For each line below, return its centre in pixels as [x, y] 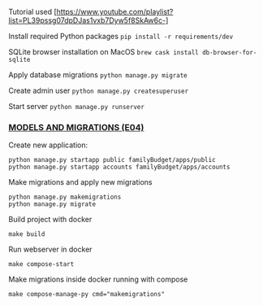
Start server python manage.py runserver [76, 106]
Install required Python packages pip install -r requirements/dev [121, 36]
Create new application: [48, 145]
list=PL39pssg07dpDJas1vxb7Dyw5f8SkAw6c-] [88, 20]
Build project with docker [50, 220]
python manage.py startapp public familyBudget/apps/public [112, 160]
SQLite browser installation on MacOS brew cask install [103, 52]
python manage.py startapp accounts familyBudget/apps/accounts [119, 167]
